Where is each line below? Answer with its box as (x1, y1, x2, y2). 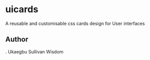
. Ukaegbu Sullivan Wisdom (5, 48, 64, 54)
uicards (5, 4, 39, 15)
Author (5, 35, 28, 44)
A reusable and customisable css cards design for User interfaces (5, 20, 145, 26)
